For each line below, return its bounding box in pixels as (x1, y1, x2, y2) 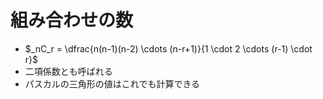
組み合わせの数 (10, 9, 134, 32)
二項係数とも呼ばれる (24, 65, 113, 77)
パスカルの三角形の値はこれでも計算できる (24, 77, 201, 90)
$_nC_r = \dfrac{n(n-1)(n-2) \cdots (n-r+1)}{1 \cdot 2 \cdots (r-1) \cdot (24, 42, 313, 55)
